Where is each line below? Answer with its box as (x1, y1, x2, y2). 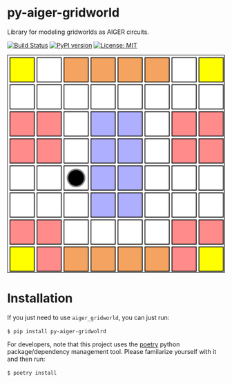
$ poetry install (7, 369, 57, 376)
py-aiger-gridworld (7, 5, 119, 21)
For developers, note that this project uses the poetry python (7, 340, 180, 348)
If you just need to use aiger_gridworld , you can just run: (7, 313, 170, 321)
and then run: (7, 355, 46, 363)
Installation (7, 290, 73, 306)
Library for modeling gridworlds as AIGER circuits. (7, 28, 150, 36)
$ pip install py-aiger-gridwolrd (7, 328, 107, 335)
